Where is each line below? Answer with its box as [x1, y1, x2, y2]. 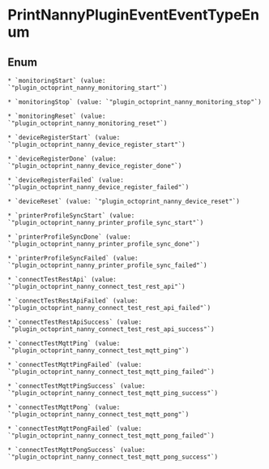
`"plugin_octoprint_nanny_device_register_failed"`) [7, 183, 190, 191]
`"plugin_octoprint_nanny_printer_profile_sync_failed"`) [7, 261, 207, 269]
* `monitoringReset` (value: [7, 112, 106, 120]
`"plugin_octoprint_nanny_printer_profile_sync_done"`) [7, 240, 200, 248]
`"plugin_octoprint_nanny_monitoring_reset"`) [7, 119, 168, 127]
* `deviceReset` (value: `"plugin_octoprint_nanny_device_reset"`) [7, 197, 241, 205]
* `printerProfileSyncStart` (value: [7, 212, 135, 220]
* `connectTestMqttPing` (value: [7, 339, 121, 347]
